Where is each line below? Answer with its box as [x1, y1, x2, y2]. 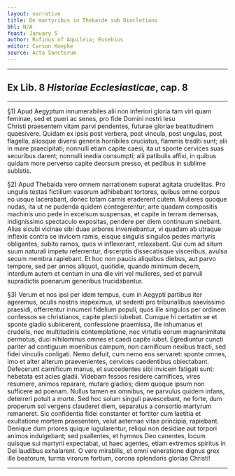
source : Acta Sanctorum [7, 50, 77, 57]
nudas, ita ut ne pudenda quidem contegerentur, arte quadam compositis [7, 202, 218, 211]
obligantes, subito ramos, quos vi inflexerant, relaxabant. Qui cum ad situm [7, 239, 222, 248]
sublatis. [7, 166, 31, 175]
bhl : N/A [7, 23, 33, 30]
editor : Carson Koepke [7, 43, 73, 50]
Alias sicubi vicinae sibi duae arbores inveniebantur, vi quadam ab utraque [7, 225, 222, 233]
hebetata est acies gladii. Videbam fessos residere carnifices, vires [7, 372, 201, 380]
